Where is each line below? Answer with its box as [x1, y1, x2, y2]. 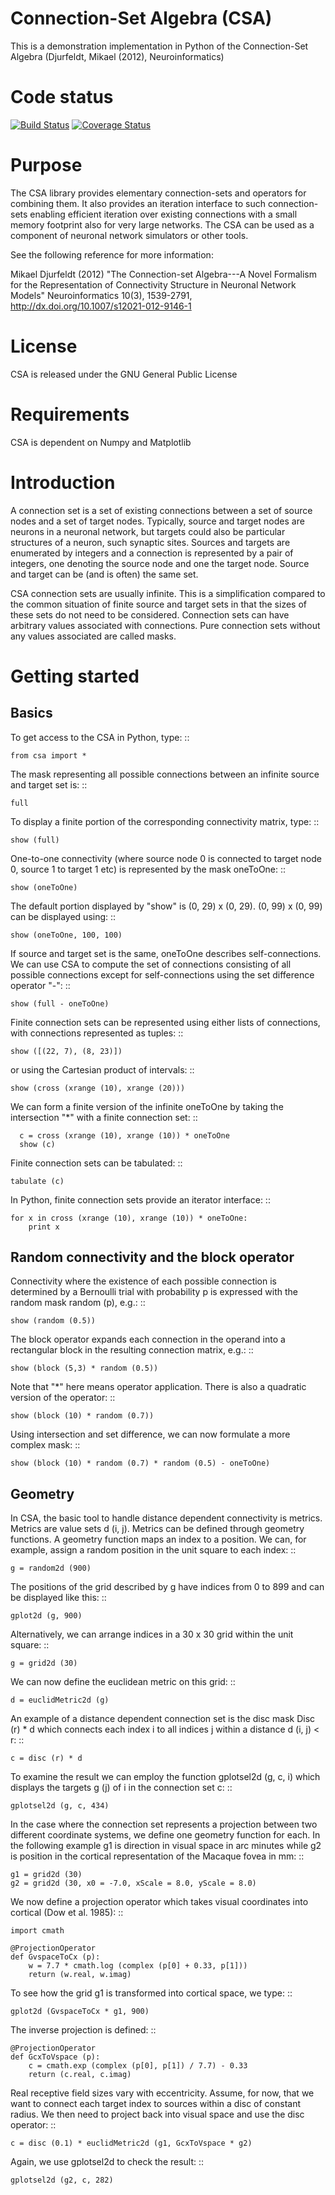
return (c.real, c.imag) [28, 2070, 132, 2080]
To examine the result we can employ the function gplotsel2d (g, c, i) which [10, 1771, 321, 1783]
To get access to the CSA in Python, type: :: [10, 731, 190, 743]
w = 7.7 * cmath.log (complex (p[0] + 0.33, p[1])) [28, 1961, 248, 1971]
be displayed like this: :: [10, 1592, 107, 1604]
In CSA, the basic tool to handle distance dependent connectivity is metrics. [10, 1512, 323, 1524]
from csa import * [10, 750, 87, 761]
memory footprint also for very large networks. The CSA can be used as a [10, 218, 315, 231]
